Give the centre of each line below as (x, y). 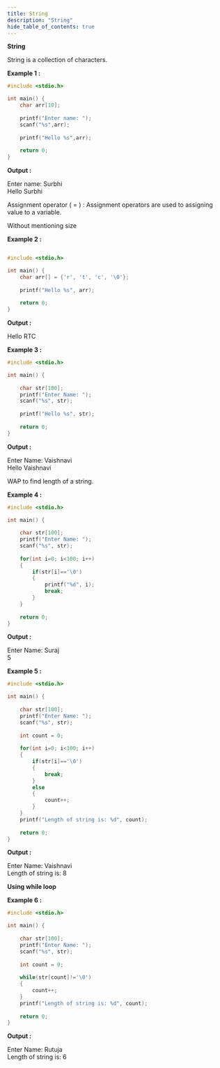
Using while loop (32, 887)
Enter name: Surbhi (35, 184)
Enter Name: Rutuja (35, 1050)
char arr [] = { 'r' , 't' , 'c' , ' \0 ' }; (74, 277)
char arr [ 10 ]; (40, 105)
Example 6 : (24, 900)
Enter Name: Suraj (33, 650)
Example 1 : (24, 73)
